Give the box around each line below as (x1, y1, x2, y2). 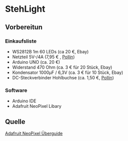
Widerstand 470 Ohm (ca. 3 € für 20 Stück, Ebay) (12, 64, 112, 70)
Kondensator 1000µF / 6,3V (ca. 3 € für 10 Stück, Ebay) (12, 70, 124, 75)
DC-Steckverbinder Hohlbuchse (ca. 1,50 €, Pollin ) (12, 74, 114, 80)
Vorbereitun (5, 23, 43, 31)
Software (5, 87, 28, 94)
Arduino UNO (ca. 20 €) (12, 59, 60, 65)
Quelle (5, 117, 25, 126)
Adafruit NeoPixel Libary (12, 103, 62, 109)
